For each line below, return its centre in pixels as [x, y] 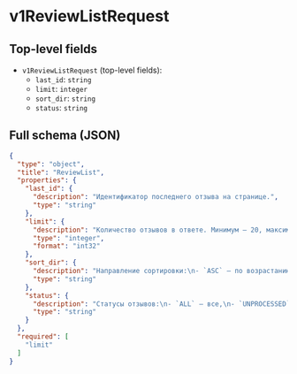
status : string [61, 107]
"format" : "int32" [66, 246]
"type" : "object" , [51, 164]
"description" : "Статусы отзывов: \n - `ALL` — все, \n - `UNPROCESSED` [161, 304]
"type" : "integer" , [68, 238]
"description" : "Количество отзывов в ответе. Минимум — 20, [148, 230]
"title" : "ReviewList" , [61, 172]
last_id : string [63, 80]
